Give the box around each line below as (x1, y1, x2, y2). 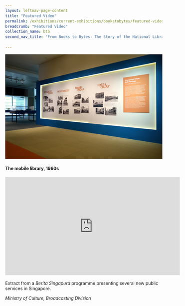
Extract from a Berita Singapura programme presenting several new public (5, 280, 159, 286)
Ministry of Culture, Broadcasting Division (5, 295, 91, 301)
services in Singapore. (5, 285, 51, 292)
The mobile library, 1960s (5, 165, 59, 172)
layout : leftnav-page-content (5, 8, 68, 13)
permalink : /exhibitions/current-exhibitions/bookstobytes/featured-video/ (5, 18, 166, 23)
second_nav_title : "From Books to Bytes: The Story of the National (5, 34, 151, 39)
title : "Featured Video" (5, 13, 57, 18)
